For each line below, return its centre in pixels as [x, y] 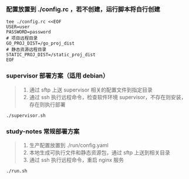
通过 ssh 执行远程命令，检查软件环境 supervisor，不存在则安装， [108, 97]
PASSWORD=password [28, 32]
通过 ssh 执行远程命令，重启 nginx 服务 [77, 160]
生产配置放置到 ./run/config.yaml [69, 145]
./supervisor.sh [26, 116]
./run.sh [17, 171]
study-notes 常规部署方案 [43, 131]
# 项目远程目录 [22, 38]
